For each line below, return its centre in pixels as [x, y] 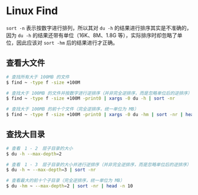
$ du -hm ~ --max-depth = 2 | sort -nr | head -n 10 [70, 186]
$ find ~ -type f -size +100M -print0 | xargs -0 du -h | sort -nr [91, 98]
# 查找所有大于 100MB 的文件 [38, 77]
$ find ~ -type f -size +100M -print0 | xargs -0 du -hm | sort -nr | [95, 115]
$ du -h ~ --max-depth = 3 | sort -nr [51, 170]
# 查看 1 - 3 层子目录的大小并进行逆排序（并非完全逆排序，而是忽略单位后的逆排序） [99, 164]
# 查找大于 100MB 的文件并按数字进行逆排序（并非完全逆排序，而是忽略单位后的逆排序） [99, 93]
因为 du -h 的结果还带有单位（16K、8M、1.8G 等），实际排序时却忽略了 [92, 35]
